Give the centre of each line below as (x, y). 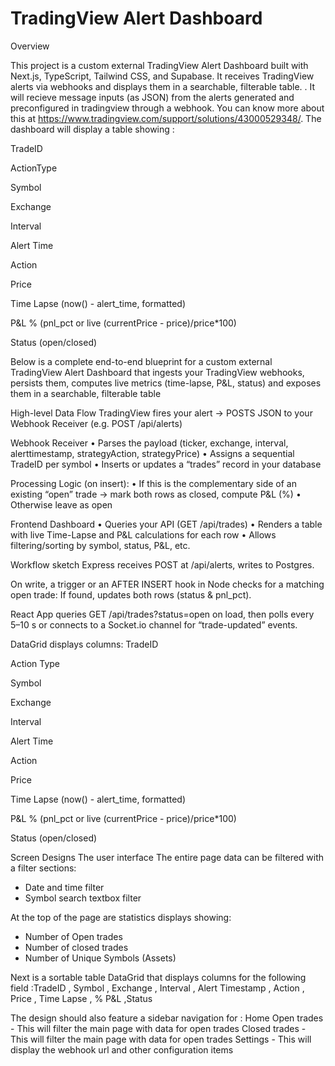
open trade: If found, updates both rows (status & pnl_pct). (131, 594)
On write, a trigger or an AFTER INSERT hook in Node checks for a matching (167, 584)
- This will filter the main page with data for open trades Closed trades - (158, 1028)
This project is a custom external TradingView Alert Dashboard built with (159, 65)
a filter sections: (43, 868)
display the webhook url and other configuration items (122, 1049)
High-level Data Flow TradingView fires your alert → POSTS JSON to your (161, 413)
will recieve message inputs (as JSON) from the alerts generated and (152, 97)
